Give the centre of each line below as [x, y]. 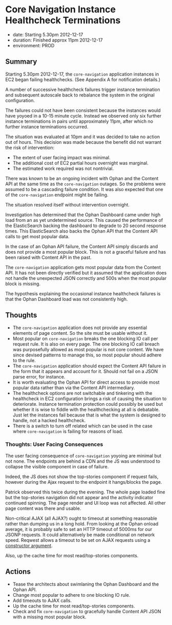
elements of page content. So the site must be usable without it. [80, 333]
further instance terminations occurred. [47, 126]
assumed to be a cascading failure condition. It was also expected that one [84, 189]
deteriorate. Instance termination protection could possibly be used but [88, 404]
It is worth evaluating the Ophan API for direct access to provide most [86, 382]
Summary [21, 62]
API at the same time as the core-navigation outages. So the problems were [85, 184]
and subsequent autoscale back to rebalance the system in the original [80, 95]
